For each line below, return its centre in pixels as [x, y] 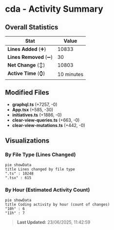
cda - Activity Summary [54, 9]
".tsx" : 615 [18, 178]
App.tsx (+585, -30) [33, 109]
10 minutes [70, 74]
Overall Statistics [32, 27]
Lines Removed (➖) [30, 57]
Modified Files [27, 92]
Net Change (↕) [26, 65]
